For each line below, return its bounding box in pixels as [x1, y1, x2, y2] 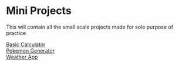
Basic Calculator [6, 41, 46, 48]
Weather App [6, 53, 38, 60]
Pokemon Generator [6, 47, 55, 54]
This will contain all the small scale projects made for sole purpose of [6, 23, 174, 30]
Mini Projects [6, 4, 72, 18]
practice [6, 29, 26, 36]
